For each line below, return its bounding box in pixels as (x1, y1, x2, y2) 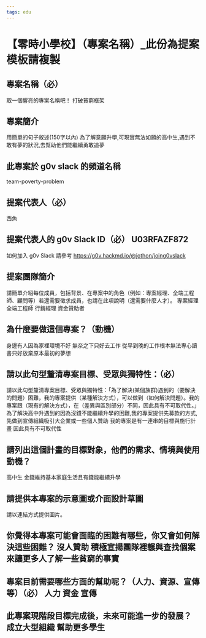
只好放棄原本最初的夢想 (11, 349, 71, 356)
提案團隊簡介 (6, 272, 55, 282)
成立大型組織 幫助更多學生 (6, 622, 105, 633)
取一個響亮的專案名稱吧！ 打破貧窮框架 (6, 96, 105, 104)
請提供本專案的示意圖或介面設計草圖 (6, 493, 143, 504)
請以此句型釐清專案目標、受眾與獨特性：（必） (6, 369, 180, 379)
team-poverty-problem (6, 178, 64, 185)
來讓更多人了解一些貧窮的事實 (6, 554, 120, 564)
